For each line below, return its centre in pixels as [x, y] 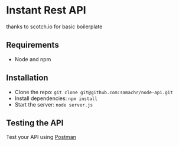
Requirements [32, 45]
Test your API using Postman [41, 137]
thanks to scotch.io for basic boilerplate [54, 26]
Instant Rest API [46, 10]
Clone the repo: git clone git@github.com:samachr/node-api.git [94, 92]
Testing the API [35, 123]
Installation [27, 78]
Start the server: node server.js [54, 104]
